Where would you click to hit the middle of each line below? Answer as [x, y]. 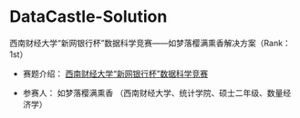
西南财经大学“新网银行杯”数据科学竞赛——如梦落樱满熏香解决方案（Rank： [150, 43]
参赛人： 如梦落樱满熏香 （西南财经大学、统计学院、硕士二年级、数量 [153, 93]
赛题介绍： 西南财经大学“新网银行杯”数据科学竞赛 [115, 74]
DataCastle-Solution [88, 17]
